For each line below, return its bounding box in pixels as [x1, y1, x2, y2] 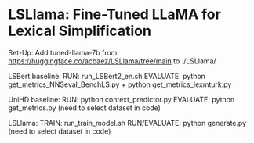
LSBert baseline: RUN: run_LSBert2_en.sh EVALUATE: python [8, 71, 206, 80]
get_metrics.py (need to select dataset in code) [8, 103, 161, 113]
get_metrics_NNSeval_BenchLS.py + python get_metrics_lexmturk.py [8, 80, 232, 89]
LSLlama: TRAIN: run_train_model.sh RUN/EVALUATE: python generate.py [8, 118, 247, 127]
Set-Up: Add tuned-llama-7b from [8, 48, 118, 57]
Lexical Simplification [8, 22, 151, 40]
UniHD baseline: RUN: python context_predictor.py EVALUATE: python [8, 95, 235, 104]
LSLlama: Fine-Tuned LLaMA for [8, 5, 221, 23]
